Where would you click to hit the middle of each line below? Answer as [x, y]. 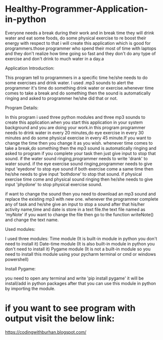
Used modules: [20, 229]
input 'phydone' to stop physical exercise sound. [54, 184]
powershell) [17, 259]
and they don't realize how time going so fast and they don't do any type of [81, 53]
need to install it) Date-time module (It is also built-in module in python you [80, 244]
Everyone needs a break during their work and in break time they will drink [80, 33]
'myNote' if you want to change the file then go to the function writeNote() [80, 214]
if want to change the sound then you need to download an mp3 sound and [81, 194]
